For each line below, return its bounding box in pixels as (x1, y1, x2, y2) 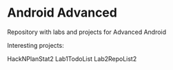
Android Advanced (7, 5, 117, 21)
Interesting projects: (7, 41, 64, 49)
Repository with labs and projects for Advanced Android (7, 28, 167, 36)
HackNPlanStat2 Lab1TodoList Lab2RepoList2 (7, 54, 137, 63)
